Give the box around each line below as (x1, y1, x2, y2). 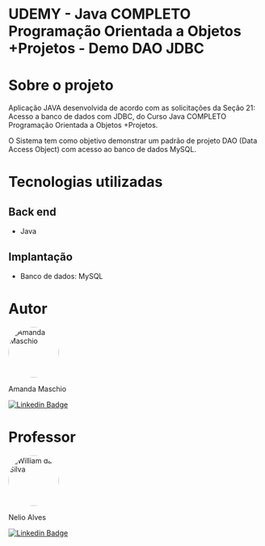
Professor (8, 428, 77, 447)
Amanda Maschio (8, 383, 67, 393)
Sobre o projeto (8, 76, 114, 95)
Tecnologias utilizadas (8, 173, 163, 191)
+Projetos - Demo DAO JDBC (8, 40, 204, 57)
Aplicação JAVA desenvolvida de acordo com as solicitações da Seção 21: (8, 103, 256, 113)
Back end (8, 205, 57, 218)
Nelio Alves (8, 512, 47, 522)
